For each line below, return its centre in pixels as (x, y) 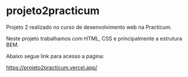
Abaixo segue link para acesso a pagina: (55, 56)
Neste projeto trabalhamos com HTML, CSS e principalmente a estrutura (94, 38)
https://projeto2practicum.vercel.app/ (52, 67)
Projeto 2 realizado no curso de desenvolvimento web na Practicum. (89, 27)
